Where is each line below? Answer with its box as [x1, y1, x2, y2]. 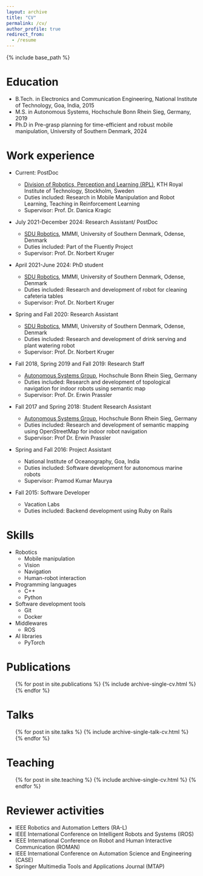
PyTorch [24, 639, 45, 646]
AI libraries [15, 632, 42, 640]
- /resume [12, 37, 36, 43]
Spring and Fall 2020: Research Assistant [15, 311, 119, 318]
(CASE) [15, 856, 34, 863]
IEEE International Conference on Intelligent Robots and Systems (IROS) [15, 830, 194, 838]
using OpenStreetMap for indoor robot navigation [24, 427, 147, 435]
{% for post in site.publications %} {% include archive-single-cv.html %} [15, 680, 196, 688]
